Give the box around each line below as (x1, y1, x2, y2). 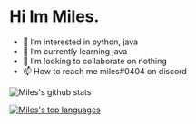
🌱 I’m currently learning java (22, 45, 128, 56)
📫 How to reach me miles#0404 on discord (22, 65, 188, 76)
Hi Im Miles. (9, 6, 100, 27)
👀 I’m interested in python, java (22, 36, 139, 47)
